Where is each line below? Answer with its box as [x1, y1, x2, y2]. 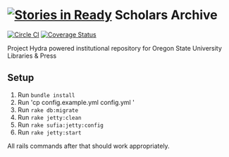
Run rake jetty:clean [17, 113, 82, 121]
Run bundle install [17, 90, 75, 99]
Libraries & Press [7, 51, 57, 60]
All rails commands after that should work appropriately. [7, 142, 171, 150]
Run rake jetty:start [17, 127, 82, 137]
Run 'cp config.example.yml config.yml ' [17, 98, 135, 106]
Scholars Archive [114, 7, 218, 23]
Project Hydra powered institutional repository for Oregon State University [7, 44, 222, 52]
